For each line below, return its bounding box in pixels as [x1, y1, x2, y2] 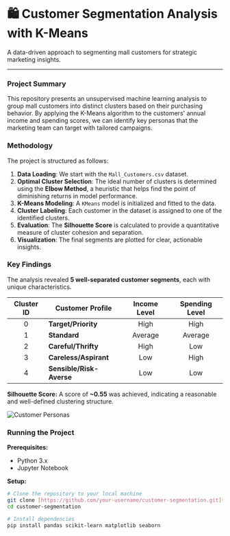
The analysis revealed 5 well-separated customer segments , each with [7, 275, 211, 283]
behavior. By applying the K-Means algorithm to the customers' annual [7, 109, 206, 117]
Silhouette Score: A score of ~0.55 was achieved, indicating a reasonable [7, 390, 217, 398]
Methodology [7, 141, 53, 150]
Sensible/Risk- [48, 364, 99, 373]
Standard [48, 330, 79, 340]
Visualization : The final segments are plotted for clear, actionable [16, 235, 203, 244]
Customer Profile [55, 303, 112, 313]
